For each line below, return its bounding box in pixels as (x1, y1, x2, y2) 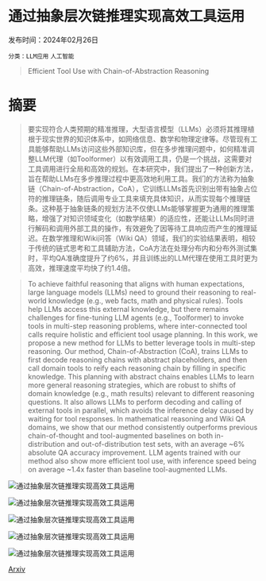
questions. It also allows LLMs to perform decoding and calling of (27, 397, 242, 406)
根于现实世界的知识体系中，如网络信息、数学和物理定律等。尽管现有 (27, 134, 251, 144)
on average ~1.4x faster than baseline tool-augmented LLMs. (27, 464, 228, 474)
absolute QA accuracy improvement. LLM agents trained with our (27, 448, 241, 457)
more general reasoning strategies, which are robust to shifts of (27, 380, 237, 390)
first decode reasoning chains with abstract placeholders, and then (27, 355, 248, 364)
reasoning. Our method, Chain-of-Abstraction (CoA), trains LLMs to (27, 346, 249, 356)
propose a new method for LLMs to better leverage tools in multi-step (27, 338, 256, 348)
